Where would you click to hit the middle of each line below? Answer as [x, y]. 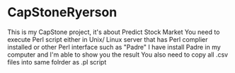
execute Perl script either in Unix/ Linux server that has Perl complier [108, 39]
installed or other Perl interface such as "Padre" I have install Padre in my [114, 47]
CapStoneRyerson [62, 12]
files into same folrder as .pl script [57, 62]
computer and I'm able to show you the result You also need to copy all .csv [118, 55]
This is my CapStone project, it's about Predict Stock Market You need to [114, 32]
